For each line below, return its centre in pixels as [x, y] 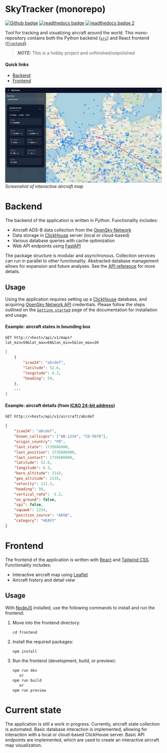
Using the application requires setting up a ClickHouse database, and [76, 299]
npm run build [27, 680]
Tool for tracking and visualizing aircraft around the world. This [70, 32]
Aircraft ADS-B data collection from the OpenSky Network [72, 230]
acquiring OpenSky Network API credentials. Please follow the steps [75, 305]
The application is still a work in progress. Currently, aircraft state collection [83, 724]
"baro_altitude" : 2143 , [39, 473]
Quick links [17, 64]
